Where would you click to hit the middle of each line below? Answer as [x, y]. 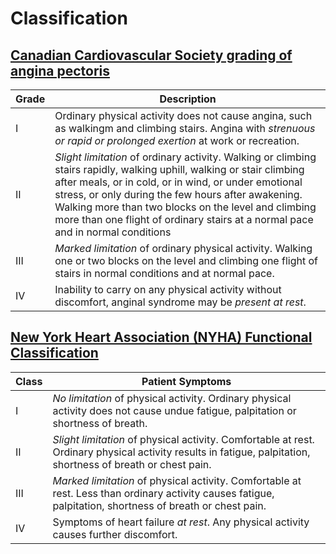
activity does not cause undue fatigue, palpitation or [174, 410]
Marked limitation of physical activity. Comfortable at [177, 480]
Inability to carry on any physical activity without [168, 289]
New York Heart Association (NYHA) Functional [161, 337]
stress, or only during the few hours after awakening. [178, 194]
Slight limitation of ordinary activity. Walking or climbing [185, 157]
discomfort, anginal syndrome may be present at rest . [180, 302]
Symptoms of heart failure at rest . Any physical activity [181, 522]
